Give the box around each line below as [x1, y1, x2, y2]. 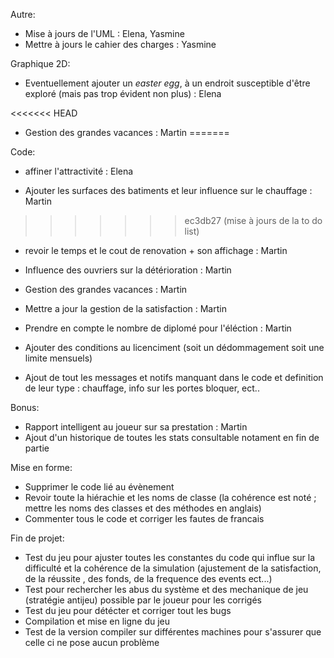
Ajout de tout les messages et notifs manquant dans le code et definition [24, 372, 324, 383]
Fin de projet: [10, 532, 65, 544]
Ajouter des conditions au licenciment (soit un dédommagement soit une [24, 342, 325, 353]
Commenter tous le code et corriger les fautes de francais [24, 513, 265, 524]
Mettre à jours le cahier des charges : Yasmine [24, 39, 217, 50]
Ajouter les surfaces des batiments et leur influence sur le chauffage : [24, 185, 313, 196]
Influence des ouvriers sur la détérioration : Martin [24, 264, 232, 276]
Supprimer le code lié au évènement [24, 481, 175, 493]
